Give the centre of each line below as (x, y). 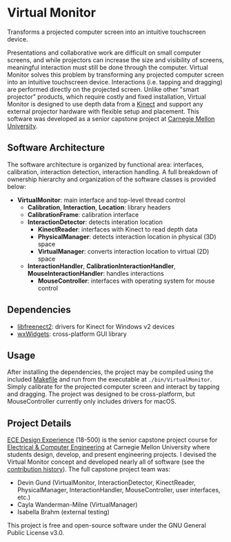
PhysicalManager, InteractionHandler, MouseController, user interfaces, (119, 490)
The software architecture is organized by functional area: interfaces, (106, 165)
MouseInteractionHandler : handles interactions (96, 273)
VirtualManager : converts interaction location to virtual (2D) (123, 251)
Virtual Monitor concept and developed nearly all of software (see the (106, 462)
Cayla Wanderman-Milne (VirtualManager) (77, 505)
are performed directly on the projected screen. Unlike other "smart (103, 89)
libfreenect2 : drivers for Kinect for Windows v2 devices (96, 326)
